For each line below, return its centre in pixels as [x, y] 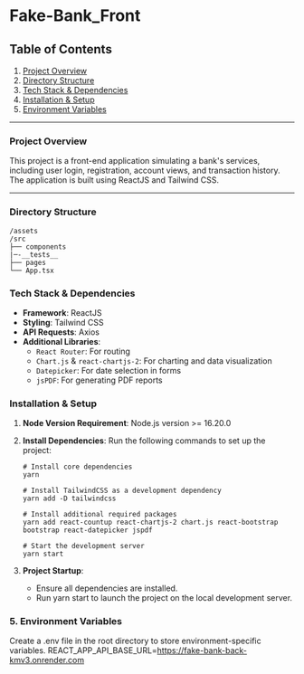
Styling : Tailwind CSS [63, 322]
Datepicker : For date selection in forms [109, 370]
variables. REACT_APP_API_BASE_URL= [84, 650]
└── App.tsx [32, 271]
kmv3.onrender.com [47, 660]
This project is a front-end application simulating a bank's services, [135, 161]
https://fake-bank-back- [202, 650]
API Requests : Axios [61, 332]
